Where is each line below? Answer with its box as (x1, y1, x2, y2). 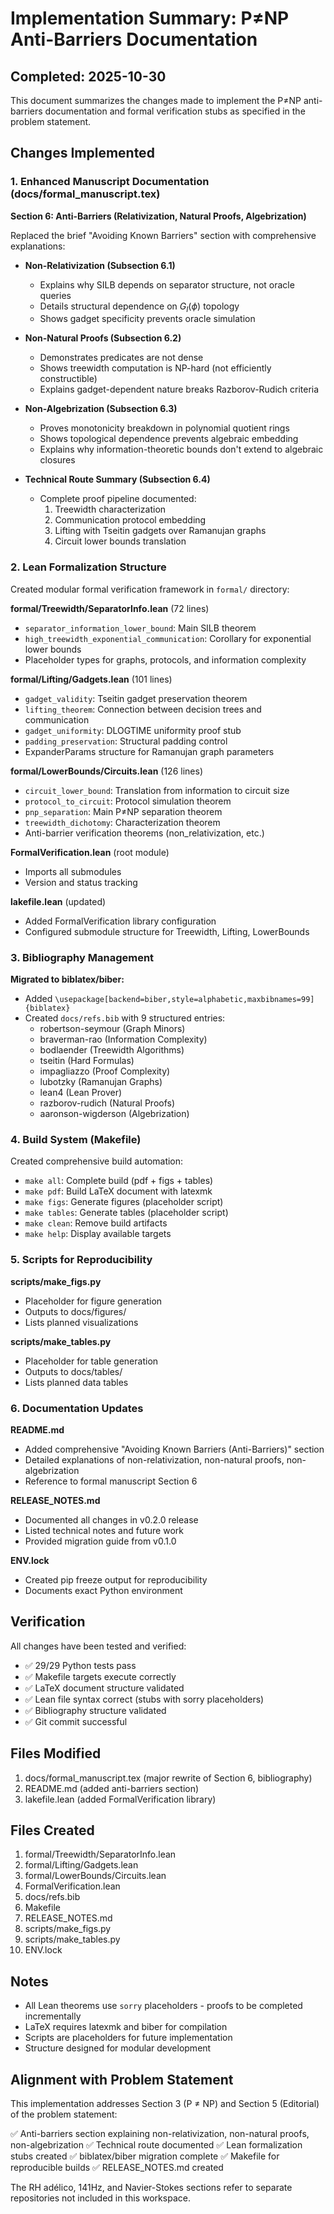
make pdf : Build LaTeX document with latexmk (24, 1185, 213, 1197)
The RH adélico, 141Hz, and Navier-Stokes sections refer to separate (10, 2182, 293, 2194)
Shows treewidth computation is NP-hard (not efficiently (39, 362, 272, 374)
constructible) (39, 373, 98, 385)
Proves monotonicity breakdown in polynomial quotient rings (39, 422, 290, 434)
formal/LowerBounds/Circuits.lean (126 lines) (10, 765, 203, 777)
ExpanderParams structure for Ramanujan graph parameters (24, 745, 275, 757)
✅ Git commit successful (24, 1715, 128, 1727)
